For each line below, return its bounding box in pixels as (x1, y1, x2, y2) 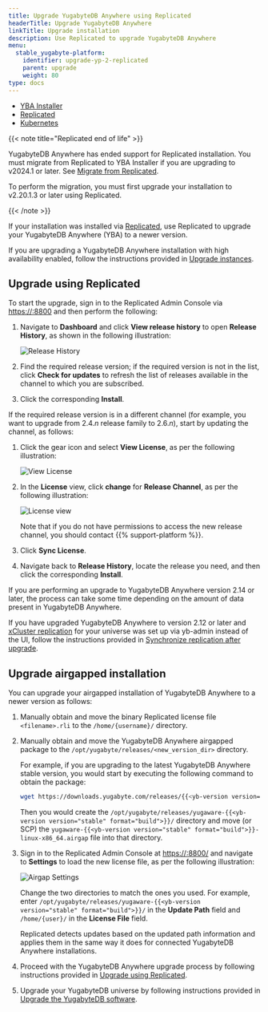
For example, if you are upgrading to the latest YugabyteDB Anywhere (19, 760, 250, 770)
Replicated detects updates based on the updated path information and (19, 929, 256, 938)
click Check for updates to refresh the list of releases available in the (19, 370, 249, 380)
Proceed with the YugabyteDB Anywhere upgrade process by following (19, 961, 255, 971)
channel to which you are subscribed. (19, 378, 145, 389)
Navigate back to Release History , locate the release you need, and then (19, 561, 261, 571)
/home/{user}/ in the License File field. (19, 913, 148, 923)
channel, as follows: (8, 427, 74, 437)
